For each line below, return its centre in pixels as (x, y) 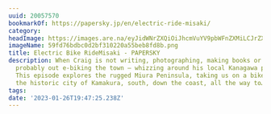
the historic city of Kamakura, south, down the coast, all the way (133, 83)
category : (25, 31)
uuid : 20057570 (34, 16)
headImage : (27, 38)
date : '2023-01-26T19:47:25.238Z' (67, 98)
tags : (17, 90)
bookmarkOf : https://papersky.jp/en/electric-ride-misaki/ (110, 23)
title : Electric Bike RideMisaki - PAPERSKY (84, 53)
